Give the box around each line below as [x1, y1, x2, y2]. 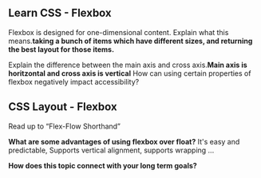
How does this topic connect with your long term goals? [8, 160, 197, 170]
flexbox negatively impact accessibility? [8, 77, 140, 86]
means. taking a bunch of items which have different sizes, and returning [8, 36, 253, 45]
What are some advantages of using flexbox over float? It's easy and [8, 136, 240, 146]
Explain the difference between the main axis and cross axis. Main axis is [8, 60, 247, 69]
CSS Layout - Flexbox [8, 100, 117, 114]
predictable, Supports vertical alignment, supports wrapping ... [8, 145, 215, 155]
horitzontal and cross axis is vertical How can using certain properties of [8, 68, 251, 78]
